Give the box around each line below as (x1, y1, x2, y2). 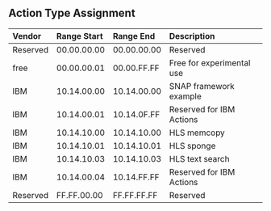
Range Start (56, 30, 103, 41)
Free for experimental (169, 57, 251, 68)
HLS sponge (169, 140, 216, 151)
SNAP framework (169, 80, 236, 91)
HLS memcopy (169, 127, 226, 138)
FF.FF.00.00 (56, 189, 103, 200)
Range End (112, 30, 156, 41)
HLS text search (169, 153, 230, 164)
